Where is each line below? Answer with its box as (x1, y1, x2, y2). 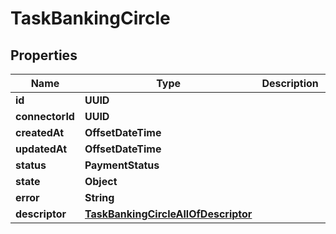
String (84, 191, 115, 204)
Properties (10, 47, 78, 64)
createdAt (15, 126, 65, 139)
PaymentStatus (84, 158, 160, 172)
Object (84, 175, 118, 188)
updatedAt (15, 142, 68, 156)
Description (261, 77, 319, 90)
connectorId (15, 110, 75, 123)
